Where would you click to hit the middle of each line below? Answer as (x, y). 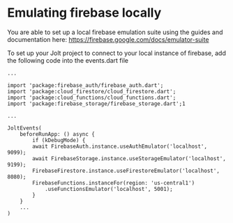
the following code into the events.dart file (68, 60)
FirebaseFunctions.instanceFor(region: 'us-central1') (114, 183)
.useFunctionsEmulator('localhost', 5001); (108, 189)
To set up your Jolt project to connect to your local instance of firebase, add (117, 53)
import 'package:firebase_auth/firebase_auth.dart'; (85, 85)
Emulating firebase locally (84, 13)
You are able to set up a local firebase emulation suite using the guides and (115, 32)
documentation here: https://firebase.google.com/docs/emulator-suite (108, 39)
